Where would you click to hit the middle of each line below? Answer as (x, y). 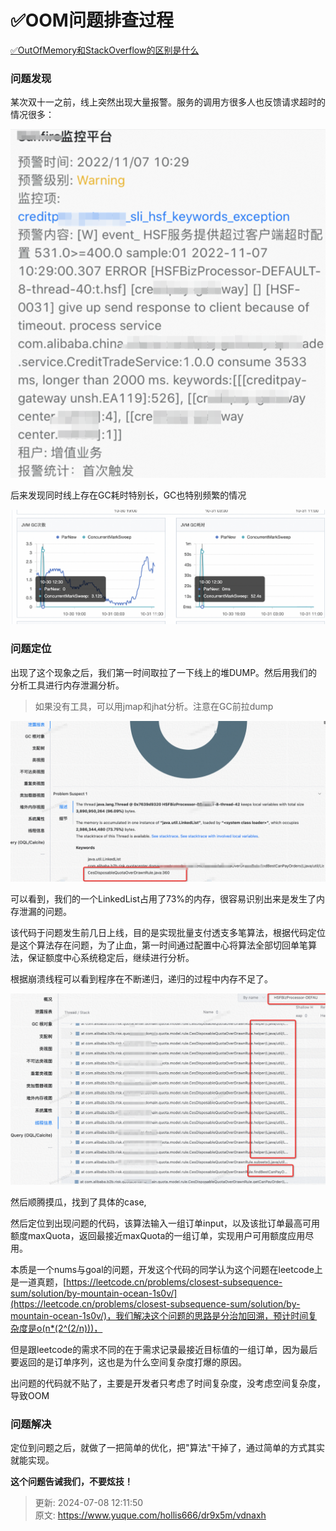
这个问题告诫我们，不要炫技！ (71, 1482)
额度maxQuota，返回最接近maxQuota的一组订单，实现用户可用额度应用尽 (162, 1236)
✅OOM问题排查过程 (92, 20)
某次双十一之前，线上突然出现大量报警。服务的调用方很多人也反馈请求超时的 (168, 102)
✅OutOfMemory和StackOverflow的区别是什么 (105, 50)
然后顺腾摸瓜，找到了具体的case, (78, 1202)
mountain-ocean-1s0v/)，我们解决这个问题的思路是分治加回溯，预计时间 (159, 1316)
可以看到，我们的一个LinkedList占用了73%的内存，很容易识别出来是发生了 (163, 899)
